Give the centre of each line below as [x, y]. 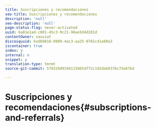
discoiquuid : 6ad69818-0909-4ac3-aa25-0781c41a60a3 [59, 42]
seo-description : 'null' [30, 23]
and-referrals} [35, 118]
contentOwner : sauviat [28, 37]
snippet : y [16, 60]
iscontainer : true [24, 46]
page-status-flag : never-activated [41, 28]
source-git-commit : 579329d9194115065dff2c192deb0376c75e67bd [70, 69]
